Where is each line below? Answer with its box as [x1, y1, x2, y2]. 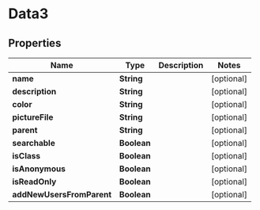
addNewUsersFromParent [12, 189, 112, 200]
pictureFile [12, 112, 54, 123]
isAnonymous [12, 163, 66, 174]
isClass [12, 151, 41, 161]
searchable [12, 138, 55, 148]
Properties [8, 36, 62, 50]
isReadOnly [12, 176, 57, 187]
